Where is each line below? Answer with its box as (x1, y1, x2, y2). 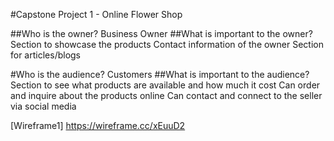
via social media (10, 100, 77, 112)
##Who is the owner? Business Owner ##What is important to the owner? (10, 28, 313, 39)
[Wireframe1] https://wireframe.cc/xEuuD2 (10, 120, 186, 131)
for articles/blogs (10, 49, 82, 61)
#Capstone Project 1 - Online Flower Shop (10, 9, 183, 20)
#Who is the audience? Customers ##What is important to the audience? (10, 69, 310, 80)
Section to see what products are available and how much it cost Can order (10, 79, 321, 91)
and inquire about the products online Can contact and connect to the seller (10, 90, 323, 101)
